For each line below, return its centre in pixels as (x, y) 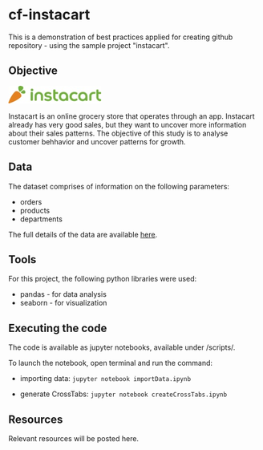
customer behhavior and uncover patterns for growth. (97, 141)
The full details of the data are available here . (83, 234)
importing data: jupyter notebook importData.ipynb (105, 379)
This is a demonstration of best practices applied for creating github (121, 37)
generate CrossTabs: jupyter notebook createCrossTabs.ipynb (123, 394)
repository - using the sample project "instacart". (89, 45)
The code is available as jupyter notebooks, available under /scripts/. (122, 347)
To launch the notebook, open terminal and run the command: (111, 363)
